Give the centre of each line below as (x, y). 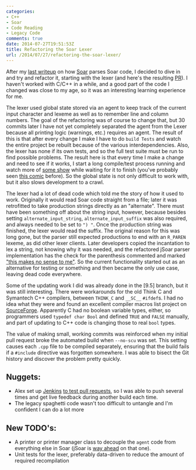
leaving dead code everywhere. (44, 274)
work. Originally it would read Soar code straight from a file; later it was (92, 200)
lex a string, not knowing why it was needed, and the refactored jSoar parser (98, 249)
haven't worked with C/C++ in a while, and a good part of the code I (88, 84)
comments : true (24, 39)
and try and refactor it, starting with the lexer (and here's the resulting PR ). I (97, 78)
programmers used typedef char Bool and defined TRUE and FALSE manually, (98, 316)
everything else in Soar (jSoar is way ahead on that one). (83, 448)
